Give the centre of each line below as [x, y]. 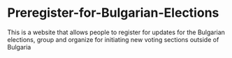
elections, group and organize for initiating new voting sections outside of [113, 39]
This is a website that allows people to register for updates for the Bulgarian [116, 32]
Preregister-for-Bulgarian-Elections [113, 13]
